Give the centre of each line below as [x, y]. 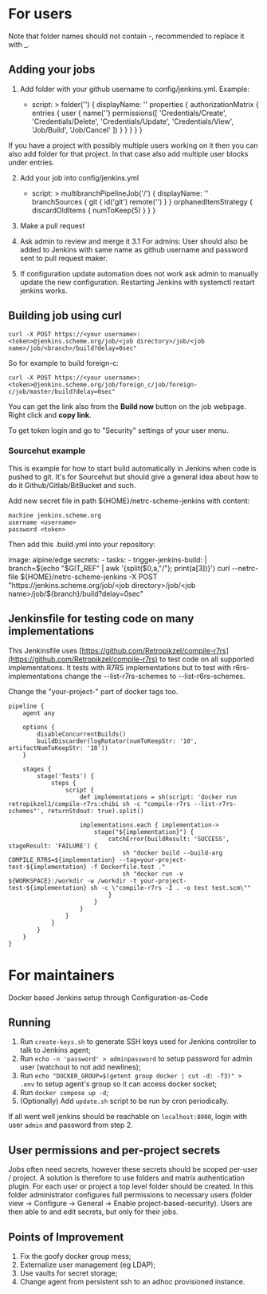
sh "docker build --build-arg [173, 853]
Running [30, 1022]
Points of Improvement [66, 1237]
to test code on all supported [207, 659]
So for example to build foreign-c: [64, 363]
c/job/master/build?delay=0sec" [62, 391]
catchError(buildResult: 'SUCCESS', [169, 839]
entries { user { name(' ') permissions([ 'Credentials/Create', [129, 113]
